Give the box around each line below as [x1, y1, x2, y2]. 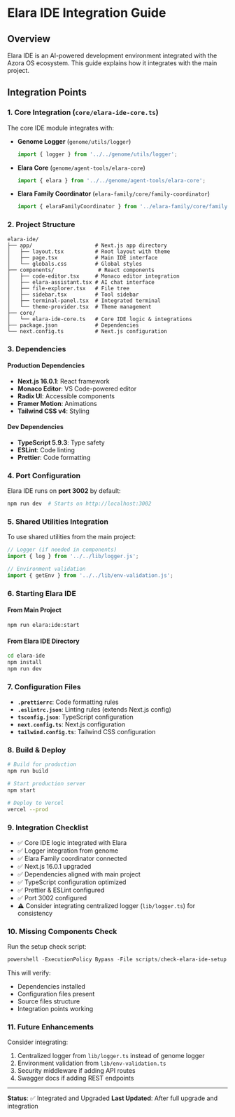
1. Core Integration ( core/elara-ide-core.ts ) [7, 107, 159, 117]
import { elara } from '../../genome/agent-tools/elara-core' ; [17, 177, 206, 184]
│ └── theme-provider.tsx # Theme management [7, 303, 152, 310]
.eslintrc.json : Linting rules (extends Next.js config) [17, 705, 171, 714]
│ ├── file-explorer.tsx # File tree [7, 285, 130, 292]
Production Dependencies [7, 361, 85, 370]
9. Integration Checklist [7, 822, 89, 832]
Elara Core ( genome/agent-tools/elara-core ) [17, 163, 145, 172]
